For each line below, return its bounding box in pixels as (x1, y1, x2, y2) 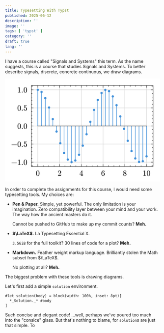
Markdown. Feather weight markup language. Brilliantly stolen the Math (12, 250, 158, 255)
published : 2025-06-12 (5, 13, 52, 18)
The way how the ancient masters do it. (12, 212, 92, 218)
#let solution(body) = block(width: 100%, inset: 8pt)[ (5, 294, 122, 299)
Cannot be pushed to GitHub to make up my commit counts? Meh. (12, 221, 147, 227)
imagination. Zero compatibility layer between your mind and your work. (12, 206, 158, 212)
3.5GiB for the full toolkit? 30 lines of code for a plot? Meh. (12, 240, 131, 246)
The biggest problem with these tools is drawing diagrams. (5, 274, 124, 280)
